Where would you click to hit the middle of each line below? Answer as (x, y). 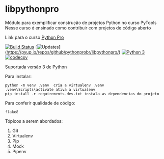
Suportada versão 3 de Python (36, 67)
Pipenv (19, 151)
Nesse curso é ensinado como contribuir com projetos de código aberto (78, 27)
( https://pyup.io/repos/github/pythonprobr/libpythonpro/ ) (63, 52)
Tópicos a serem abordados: (34, 121)
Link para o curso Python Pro (35, 37)
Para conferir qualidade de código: (40, 103)
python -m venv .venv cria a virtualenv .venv (55, 85)
